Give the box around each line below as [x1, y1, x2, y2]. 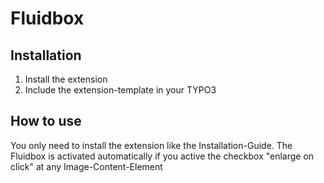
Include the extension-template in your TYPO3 [24, 84, 217, 96]
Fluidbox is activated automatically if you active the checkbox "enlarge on [10, 150, 315, 162]
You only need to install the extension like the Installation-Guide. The [10, 139, 293, 151]
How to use [10, 113, 82, 130]
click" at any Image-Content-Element [10, 160, 163, 172]
